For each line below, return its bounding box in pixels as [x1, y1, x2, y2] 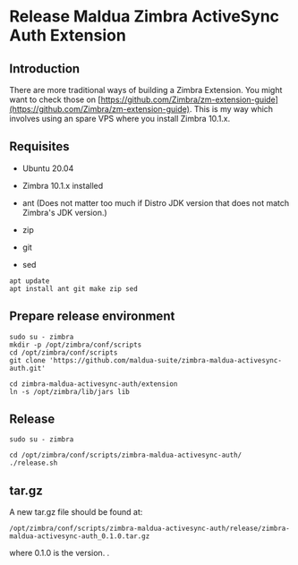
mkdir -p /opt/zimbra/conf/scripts [9, 340, 142, 349]
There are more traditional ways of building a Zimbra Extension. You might [9, 85, 283, 95]
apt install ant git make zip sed [9, 284, 139, 293]
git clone [9, 355, 47, 364]
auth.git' [9, 364, 47, 372]
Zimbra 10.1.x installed [21, 180, 104, 191]
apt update [9, 276, 50, 286]
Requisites [9, 139, 70, 154]
